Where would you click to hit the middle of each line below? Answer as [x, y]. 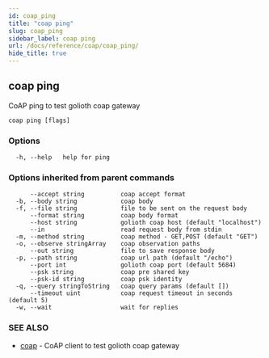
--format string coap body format [104, 216]
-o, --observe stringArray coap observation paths [108, 244]
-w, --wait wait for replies [97, 308]
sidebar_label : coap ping [52, 38]
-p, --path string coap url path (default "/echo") [124, 258]
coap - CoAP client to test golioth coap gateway [100, 345]
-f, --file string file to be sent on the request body [132, 208]
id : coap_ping [32, 16]
